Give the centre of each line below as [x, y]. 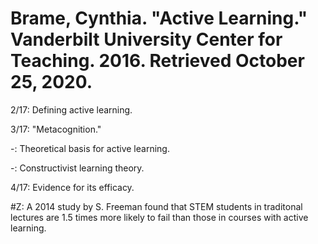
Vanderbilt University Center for [146, 39]
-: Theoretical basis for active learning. [90, 148]
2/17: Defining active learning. [71, 109]
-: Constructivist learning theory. [77, 168]
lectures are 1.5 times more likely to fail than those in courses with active [159, 217]
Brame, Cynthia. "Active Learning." [159, 18]
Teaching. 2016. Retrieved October [157, 61]
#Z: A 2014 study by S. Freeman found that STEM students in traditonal [156, 206]
